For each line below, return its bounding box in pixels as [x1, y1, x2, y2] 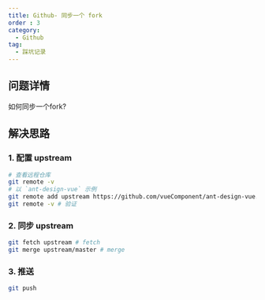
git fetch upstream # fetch [8, 239, 101, 246]
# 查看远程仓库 [8, 171, 51, 179]
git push [8, 284, 37, 292]
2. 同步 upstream [8, 220, 73, 231]
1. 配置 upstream [8, 153, 73, 164]
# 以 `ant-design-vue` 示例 [8, 186, 97, 194]
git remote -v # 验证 [8, 200, 77, 208]
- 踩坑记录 [15, 48, 47, 56]
